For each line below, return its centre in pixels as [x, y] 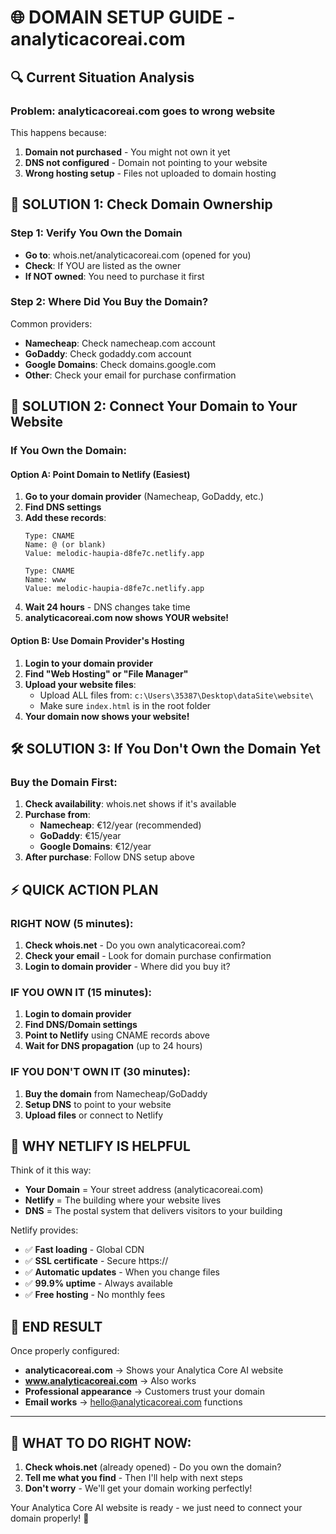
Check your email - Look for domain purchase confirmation [148, 955]
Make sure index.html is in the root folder [125, 705]
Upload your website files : [80, 684]
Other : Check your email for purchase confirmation [130, 375]
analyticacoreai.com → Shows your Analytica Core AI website [154, 1370]
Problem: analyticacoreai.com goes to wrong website [143, 111]
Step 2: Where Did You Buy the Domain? [109, 302]
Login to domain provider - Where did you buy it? [127, 966]
